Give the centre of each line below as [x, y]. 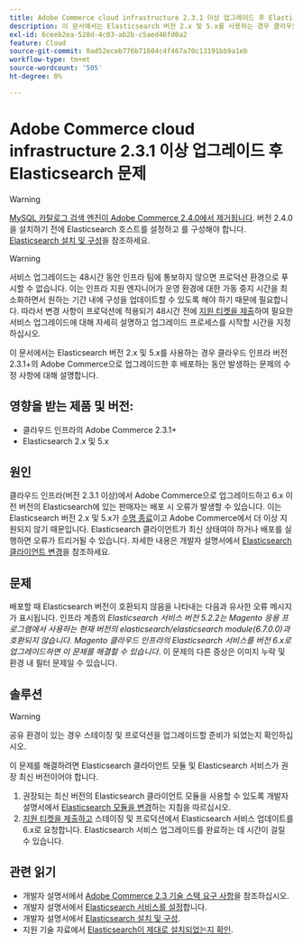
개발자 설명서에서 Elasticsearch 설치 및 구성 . [101, 918]
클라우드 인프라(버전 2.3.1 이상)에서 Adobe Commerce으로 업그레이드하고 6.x [147, 495]
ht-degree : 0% [36, 77]
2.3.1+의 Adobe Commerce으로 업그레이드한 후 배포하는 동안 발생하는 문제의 [145, 364]
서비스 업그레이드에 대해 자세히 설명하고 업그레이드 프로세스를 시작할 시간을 [142, 322]
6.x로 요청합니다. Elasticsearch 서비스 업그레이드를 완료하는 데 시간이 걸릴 [154, 829]
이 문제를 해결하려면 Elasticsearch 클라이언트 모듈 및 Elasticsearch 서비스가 [144, 765]
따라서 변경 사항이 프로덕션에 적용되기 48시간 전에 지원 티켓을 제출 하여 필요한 [157, 310]
